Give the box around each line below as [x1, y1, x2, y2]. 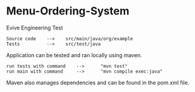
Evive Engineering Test [6, 24, 63, 31]
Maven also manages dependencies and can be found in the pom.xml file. [6, 79, 190, 86]
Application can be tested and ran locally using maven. [6, 51, 143, 58]
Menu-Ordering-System [6, 4, 129, 18]
